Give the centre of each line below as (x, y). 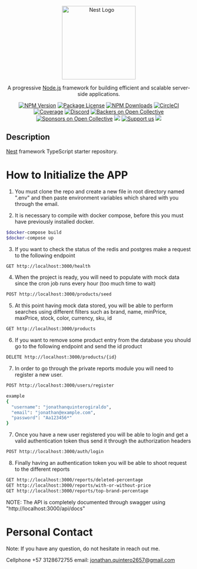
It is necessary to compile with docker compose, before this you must (99, 215)
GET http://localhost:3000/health (49, 266)
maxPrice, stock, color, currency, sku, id (63, 318)
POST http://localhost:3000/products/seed (59, 294)
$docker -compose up (30, 238)
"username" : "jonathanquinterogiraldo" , (61, 407)
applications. (105, 94)
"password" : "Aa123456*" (42, 418)
